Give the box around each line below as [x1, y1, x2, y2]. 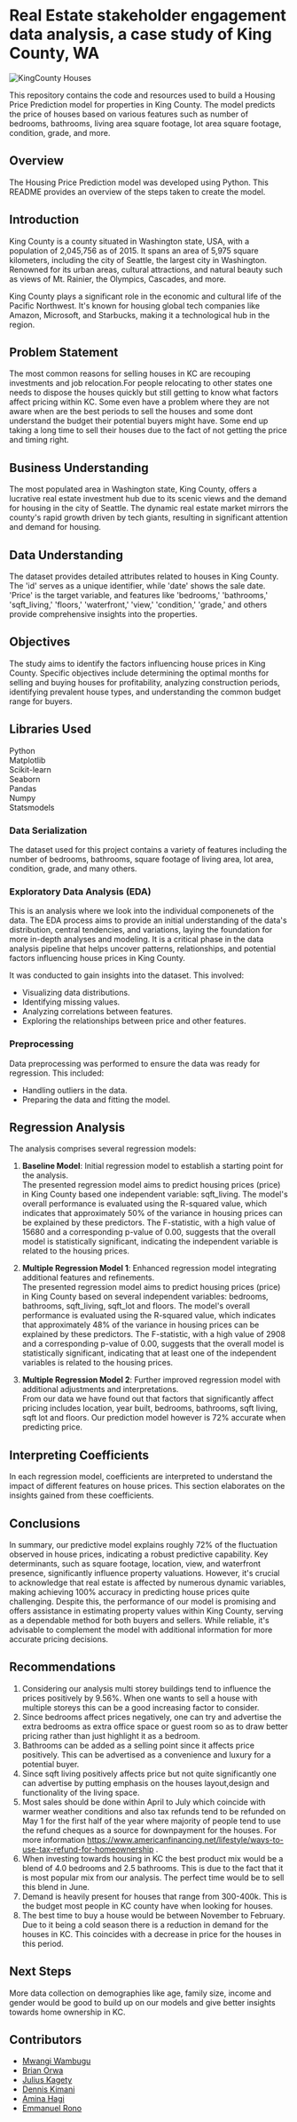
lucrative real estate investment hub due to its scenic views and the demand [9, 493, 287, 504]
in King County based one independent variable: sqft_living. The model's [21, 1189, 288, 1200]
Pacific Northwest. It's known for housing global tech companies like [9, 300, 260, 311]
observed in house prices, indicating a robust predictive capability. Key [9, 1549, 269, 1559]
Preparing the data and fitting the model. [21, 1094, 171, 1105]
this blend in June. [21, 1881, 90, 1892]
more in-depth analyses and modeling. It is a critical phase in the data [9, 934, 264, 945]
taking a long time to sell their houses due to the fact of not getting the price [9, 425, 287, 436]
